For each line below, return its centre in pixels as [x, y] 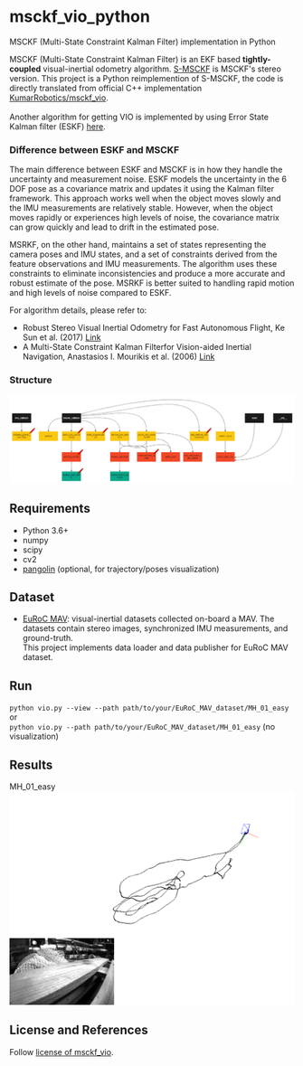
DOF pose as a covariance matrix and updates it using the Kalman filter [142, 189]
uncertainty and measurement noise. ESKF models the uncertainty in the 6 [148, 179]
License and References [79, 1030]
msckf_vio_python [80, 17]
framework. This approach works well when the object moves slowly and [146, 198]
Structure [31, 380]
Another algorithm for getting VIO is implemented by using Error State [139, 117]
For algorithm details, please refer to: [78, 310]
